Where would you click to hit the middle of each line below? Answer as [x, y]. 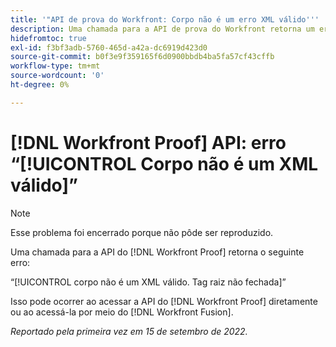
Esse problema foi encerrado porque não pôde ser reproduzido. [142, 232]
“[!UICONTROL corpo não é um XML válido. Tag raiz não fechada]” [148, 282]
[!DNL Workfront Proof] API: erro [148, 142]
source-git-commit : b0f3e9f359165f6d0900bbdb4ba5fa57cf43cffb [142, 57]
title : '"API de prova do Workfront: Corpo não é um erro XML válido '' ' [165, 19]
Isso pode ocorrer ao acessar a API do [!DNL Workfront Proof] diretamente [164, 301]
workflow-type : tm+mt [55, 66]
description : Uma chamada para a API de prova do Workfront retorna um [162, 29]
